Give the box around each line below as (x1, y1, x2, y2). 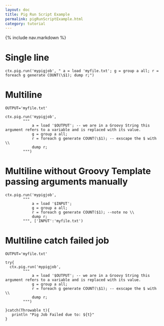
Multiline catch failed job (5, 235, 109, 246)
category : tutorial (5, 21, 46, 26)
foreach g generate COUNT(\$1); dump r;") (5, 73, 94, 78)
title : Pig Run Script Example (5, 12, 70, 17)
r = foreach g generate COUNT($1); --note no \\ (31, 210, 135, 215)
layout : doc (5, 7, 30, 12)
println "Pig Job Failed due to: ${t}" (11, 312, 94, 317)
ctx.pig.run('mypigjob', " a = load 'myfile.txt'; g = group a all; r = (5, 68, 159, 73)
